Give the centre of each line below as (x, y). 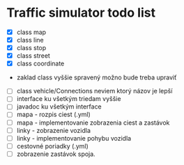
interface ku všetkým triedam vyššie (69, 99)
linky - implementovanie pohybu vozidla (74, 138)
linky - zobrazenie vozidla (54, 130)
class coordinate (40, 63)
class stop (31, 48)
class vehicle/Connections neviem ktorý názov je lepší (94, 91)
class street (33, 56)
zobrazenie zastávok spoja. (56, 154)
